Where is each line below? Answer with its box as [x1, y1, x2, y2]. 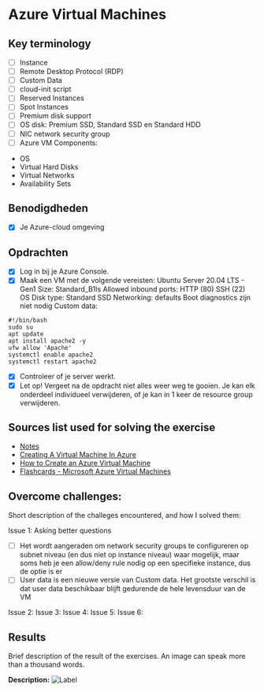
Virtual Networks [19, 170, 75, 180]
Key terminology [8, 37, 92, 50]
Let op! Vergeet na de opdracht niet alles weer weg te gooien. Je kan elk [19, 381, 255, 390]
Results [8, 631, 46, 644]
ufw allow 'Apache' [8, 344, 73, 352]
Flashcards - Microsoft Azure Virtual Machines [19, 467, 172, 476]
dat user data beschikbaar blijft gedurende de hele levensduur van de [19, 584, 246, 593]
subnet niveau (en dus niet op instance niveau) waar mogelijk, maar [19, 550, 240, 560]
